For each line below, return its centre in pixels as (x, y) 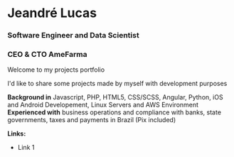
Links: (17, 134)
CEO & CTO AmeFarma (47, 55)
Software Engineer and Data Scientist (74, 36)
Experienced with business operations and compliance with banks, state (115, 112)
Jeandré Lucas (52, 13)
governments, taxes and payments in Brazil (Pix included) (92, 120)
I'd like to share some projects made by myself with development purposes (117, 84)
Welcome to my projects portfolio (56, 70)
